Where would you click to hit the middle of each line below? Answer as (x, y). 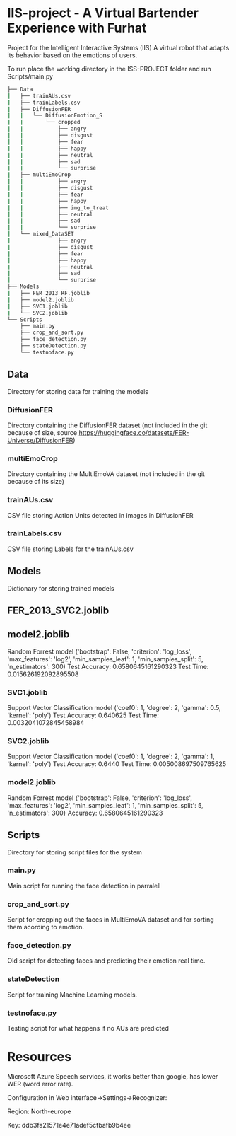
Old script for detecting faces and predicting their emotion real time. (106, 961)
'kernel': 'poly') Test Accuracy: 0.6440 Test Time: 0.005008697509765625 (117, 764)
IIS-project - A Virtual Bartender (103, 13)
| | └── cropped (44, 122)
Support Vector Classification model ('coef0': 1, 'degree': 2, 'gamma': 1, (111, 757)
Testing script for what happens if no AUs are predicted (88, 1028)
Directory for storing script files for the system (75, 852)
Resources (40, 1057)
